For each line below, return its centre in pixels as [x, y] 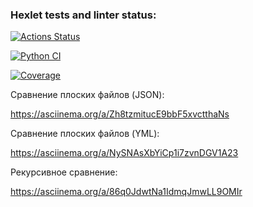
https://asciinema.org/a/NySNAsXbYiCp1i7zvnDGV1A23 [124, 153]
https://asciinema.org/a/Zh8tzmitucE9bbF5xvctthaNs [120, 114]
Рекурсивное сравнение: [64, 172]
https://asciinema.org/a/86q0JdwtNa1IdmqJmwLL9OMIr [126, 192]
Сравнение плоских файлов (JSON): [87, 95]
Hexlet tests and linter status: [83, 15]
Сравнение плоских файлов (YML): [85, 134]
